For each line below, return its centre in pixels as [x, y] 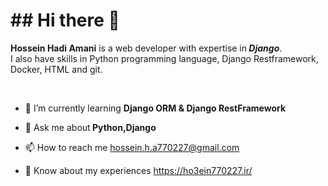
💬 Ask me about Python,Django [90, 127]
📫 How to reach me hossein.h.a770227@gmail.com [132, 147]
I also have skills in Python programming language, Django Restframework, [164, 58]
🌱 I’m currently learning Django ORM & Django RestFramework [155, 108]
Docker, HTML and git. [56, 69]
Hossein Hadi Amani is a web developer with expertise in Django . [146, 48]
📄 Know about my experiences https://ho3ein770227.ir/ [138, 170]
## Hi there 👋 [65, 20]
